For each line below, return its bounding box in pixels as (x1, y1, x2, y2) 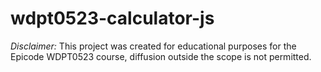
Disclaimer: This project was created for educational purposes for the (10, 40, 297, 52)
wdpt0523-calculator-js (10, 7, 215, 30)
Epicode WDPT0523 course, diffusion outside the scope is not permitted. (10, 50, 312, 62)
